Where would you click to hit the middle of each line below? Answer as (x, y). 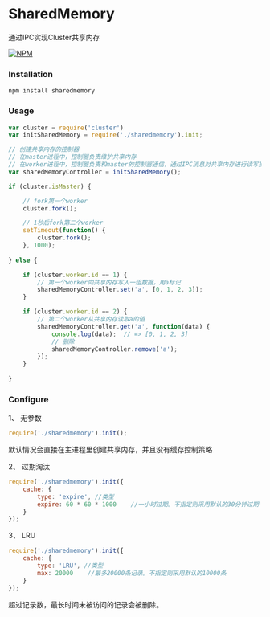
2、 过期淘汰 (29, 467)
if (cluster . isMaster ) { (50, 186)
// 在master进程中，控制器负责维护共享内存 (72, 157)
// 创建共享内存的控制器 (44, 149)
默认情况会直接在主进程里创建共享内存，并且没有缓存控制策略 (110, 450)
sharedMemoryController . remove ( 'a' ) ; (115, 349)
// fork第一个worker (55, 201)
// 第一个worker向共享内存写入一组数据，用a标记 (109, 282)
